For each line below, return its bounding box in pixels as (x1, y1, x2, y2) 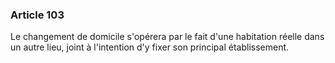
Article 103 (10, 8, 65, 22)
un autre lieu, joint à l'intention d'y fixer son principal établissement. (10, 41, 290, 53)
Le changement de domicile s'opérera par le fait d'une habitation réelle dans (10, 31, 325, 43)
